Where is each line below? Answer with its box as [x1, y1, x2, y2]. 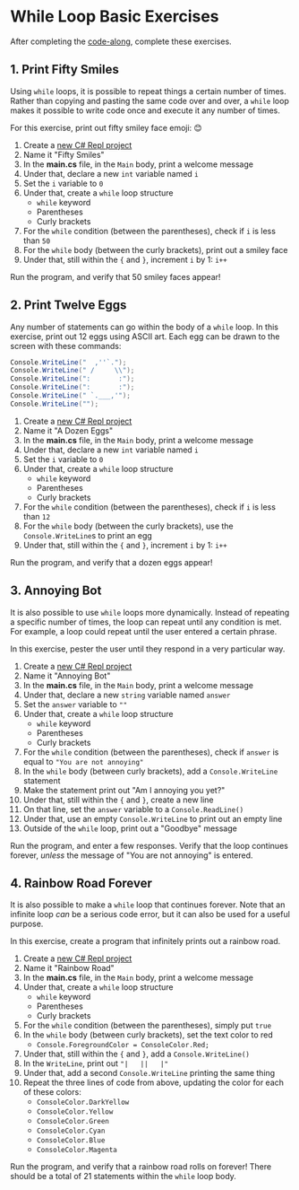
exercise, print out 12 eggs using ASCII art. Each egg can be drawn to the [10, 330, 280, 342]
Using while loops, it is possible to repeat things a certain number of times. [10, 85, 286, 96]
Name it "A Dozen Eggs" [22, 424, 114, 436]
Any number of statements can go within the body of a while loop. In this [10, 321, 278, 332]
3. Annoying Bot [10, 583, 102, 599]
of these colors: [22, 1087, 81, 1098]
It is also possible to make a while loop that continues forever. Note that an [10, 899, 286, 910]
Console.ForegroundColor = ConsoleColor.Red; [36, 1041, 209, 1050]
